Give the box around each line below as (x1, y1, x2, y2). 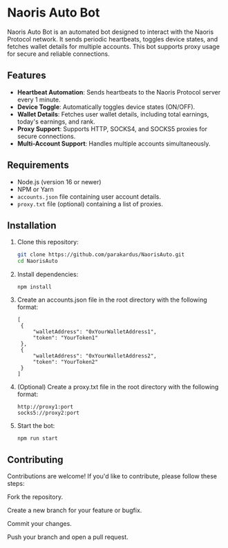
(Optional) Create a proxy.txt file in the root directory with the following (17, 383, 219, 391)
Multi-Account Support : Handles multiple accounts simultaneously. (17, 139, 211, 148)
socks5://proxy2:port (17, 409, 79, 417)
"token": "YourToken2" (32, 359, 98, 366)
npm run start (17, 435, 58, 442)
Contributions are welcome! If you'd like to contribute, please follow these (7, 471, 218, 480)
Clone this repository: (17, 238, 79, 246)
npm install (17, 284, 52, 291)
